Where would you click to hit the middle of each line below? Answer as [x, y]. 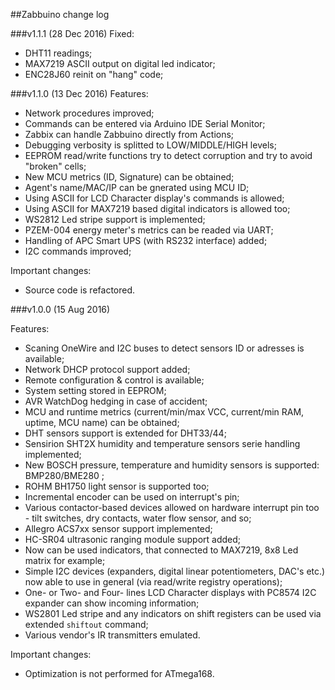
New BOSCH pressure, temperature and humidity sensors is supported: [172, 465]
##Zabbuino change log [60, 14]
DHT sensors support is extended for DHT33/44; [125, 433]
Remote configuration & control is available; [114, 380]
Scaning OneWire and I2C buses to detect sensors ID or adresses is [164, 348]
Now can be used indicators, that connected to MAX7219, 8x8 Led [161, 550]
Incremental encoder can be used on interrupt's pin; [132, 497]
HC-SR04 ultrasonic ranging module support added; [132, 539]
